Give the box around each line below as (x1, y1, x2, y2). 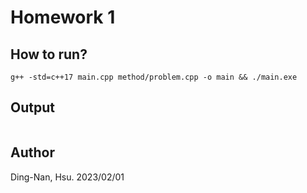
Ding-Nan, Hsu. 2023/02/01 (10, 171, 125, 183)
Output (10, 99, 55, 116)
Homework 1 (10, 6, 116, 29)
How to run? (10, 46, 88, 63)
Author (10, 144, 55, 161)
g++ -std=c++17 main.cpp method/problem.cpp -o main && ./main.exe (10, 72, 298, 82)
